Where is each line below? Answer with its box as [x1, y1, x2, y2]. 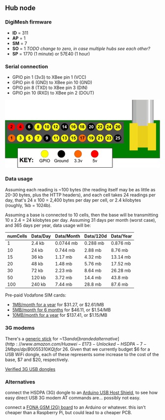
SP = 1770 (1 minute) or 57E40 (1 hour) [12, 51, 90, 57]
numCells [7, 233, 27, 239]
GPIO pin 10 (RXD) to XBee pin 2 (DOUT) [12, 90, 94, 95]
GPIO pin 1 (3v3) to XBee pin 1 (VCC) [12, 74, 87, 80]
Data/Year [110, 233, 132, 239]
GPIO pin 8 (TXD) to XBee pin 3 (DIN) [12, 85, 88, 90]
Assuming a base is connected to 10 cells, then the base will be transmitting [5, 211, 159, 218]
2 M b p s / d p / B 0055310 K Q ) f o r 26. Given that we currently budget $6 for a [5, 346, 150, 352]
